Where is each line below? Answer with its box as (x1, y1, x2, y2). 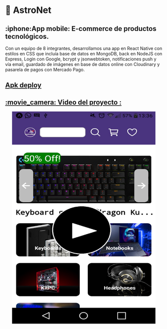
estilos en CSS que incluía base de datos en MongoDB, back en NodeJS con (5, 51, 163, 56)
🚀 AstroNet (5, 4, 51, 16)
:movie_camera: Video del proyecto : (5, 98, 122, 106)
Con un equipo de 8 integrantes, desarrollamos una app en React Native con (5, 45, 163, 51)
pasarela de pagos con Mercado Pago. (5, 67, 85, 72)
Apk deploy (5, 81, 41, 89)
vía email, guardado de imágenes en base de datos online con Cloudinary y (5, 61, 160, 67)
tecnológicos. (5, 32, 49, 40)
